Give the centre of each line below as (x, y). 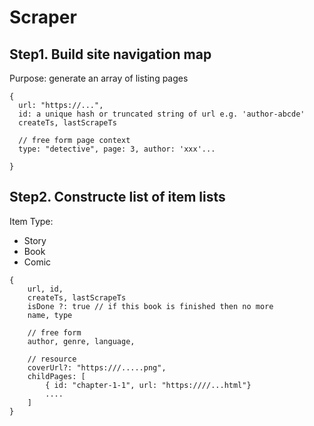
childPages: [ (56, 376)
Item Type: (31, 221)
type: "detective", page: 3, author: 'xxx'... (117, 149)
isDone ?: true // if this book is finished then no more (150, 306)
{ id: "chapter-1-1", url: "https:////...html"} (148, 385)
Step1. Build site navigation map (110, 54)
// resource (52, 359)
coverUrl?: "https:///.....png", (97, 367)
